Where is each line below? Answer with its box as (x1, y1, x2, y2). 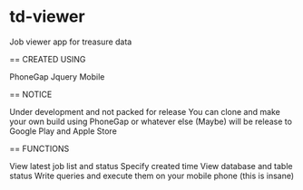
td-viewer (9, 6, 85, 27)
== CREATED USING (9, 53, 86, 64)
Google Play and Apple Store (9, 125, 118, 137)
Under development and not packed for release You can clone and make (9, 106, 281, 117)
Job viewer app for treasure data (9, 36, 132, 47)
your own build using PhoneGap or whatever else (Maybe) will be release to (9, 116, 293, 127)
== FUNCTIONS (9, 143, 70, 154)
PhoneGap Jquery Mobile (9, 71, 105, 82)
